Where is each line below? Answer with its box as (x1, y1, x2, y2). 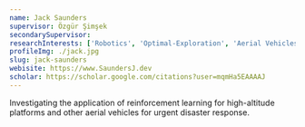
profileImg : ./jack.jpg (9, 47, 100, 56)
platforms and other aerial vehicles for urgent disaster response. (9, 106, 250, 118)
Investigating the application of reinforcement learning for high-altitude (9, 97, 275, 108)
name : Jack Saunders (9, 13, 88, 23)
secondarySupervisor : (9, 30, 92, 39)
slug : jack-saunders (9, 55, 88, 64)
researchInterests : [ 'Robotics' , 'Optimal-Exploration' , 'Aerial (9, 38, 261, 48)
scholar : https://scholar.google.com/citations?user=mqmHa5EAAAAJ (9, 73, 266, 82)
